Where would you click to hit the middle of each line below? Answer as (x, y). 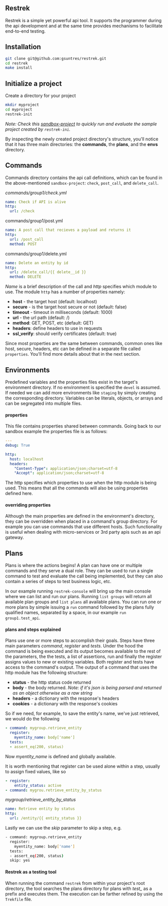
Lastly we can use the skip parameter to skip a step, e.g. (63, 828)
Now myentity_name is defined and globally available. (61, 756)
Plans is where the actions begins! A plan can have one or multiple (74, 565)
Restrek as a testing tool (31, 872)
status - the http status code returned (52, 682)
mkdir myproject (22, 105)
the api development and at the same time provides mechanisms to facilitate (84, 26)
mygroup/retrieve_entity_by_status (41, 800)
